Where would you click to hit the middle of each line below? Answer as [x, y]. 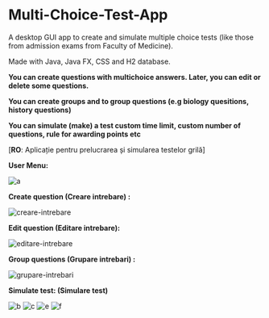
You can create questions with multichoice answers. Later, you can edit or [134, 77]
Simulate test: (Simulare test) [58, 290]
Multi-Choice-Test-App [88, 15]
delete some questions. [49, 86]
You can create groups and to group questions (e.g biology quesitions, [129, 101]
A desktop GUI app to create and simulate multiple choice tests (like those [131, 37]
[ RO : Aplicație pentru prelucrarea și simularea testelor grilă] [107, 149]
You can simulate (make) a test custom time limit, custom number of [125, 125]
